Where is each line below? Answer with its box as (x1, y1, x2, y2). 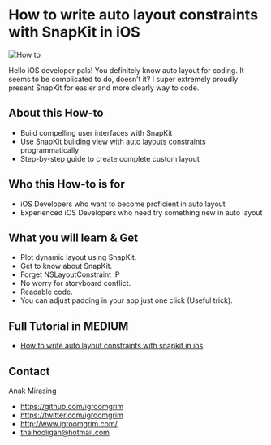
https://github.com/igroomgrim (19, 402, 124, 411)
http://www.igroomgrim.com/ (19, 419, 118, 428)
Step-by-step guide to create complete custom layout (19, 153, 200, 163)
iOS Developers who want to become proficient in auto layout (19, 199, 226, 209)
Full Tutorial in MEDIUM (8, 319, 129, 333)
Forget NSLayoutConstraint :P (19, 270, 120, 279)
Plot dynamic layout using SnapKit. (19, 253, 137, 262)
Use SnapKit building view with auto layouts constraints (19, 136, 206, 146)
